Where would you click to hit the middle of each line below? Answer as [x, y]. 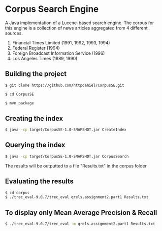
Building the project [36, 74]
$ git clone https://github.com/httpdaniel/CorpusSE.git [65, 85]
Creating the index [34, 118]
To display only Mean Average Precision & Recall [81, 213]
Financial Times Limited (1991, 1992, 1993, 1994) [61, 42]
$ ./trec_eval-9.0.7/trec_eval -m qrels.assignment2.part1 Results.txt [80, 224]
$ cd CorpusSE [20, 94]
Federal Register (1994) [36, 48]
